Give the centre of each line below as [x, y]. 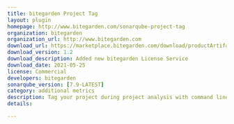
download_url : [28, 46]
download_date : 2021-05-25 [46, 65]
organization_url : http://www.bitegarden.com [74, 39]
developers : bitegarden [42, 78]
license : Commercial [37, 71]
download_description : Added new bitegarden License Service [98, 59]
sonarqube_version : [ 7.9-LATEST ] [56, 85]
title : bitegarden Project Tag [53, 14]
